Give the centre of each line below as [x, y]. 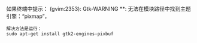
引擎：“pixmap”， [28, 16]
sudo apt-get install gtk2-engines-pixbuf [60, 34]
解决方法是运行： [24, 29]
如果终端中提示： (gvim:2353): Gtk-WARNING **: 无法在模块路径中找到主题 [99, 9]
